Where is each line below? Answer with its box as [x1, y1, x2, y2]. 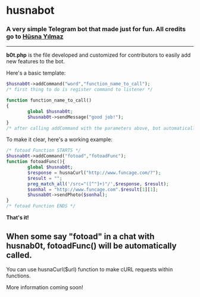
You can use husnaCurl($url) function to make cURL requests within [6, 265, 173, 272]
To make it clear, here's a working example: [6, 136, 113, 143]
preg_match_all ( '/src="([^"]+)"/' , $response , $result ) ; [27, 180, 169, 187]
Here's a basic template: [6, 69, 66, 76]
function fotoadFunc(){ [6, 159, 65, 165]
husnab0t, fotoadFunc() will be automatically [6, 240, 177, 251]
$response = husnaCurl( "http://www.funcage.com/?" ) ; [27, 170, 161, 176]
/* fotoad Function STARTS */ [6, 148, 82, 154]
